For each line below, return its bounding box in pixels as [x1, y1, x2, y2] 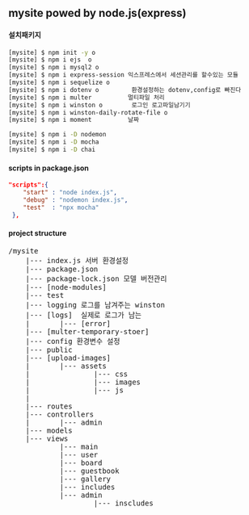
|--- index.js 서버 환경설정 [25, 256, 129, 265]
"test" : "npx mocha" [23, 203, 99, 211]
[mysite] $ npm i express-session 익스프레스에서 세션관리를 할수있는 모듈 [8, 71, 238, 79]
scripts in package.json [8, 163, 89, 173]
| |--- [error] [25, 319, 112, 328]
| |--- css [25, 369, 129, 379]
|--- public [25, 345, 73, 354]
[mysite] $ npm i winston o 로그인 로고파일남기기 [8, 101, 191, 109]
